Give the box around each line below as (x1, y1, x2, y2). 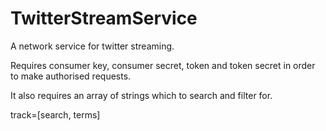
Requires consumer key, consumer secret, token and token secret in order (10, 59, 316, 71)
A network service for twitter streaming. (10, 40, 175, 52)
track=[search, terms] (10, 108, 101, 121)
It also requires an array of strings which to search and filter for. (10, 89, 273, 101)
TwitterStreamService (10, 7, 198, 30)
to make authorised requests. (10, 70, 132, 82)
